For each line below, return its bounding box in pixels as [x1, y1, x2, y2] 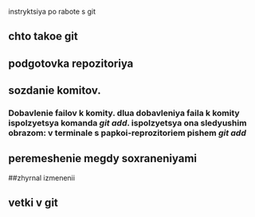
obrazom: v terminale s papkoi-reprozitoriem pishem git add [8, 127, 247, 138]
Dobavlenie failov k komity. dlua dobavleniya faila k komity [8, 107, 241, 118]
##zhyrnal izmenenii [8, 172, 76, 182]
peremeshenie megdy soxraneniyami [8, 152, 198, 165]
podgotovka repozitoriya [8, 56, 134, 70]
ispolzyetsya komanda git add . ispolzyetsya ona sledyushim [8, 118, 247, 129]
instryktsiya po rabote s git [8, 7, 96, 16]
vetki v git [8, 196, 58, 210]
